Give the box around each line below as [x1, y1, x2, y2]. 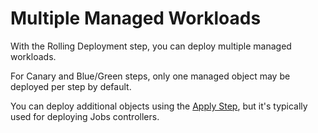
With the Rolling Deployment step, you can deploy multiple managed [10, 40, 292, 52]
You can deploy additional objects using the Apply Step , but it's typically [10, 100, 308, 112]
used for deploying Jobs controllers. [10, 110, 160, 122]
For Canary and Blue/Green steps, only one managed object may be [10, 70, 291, 82]
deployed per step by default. [10, 80, 132, 92]
